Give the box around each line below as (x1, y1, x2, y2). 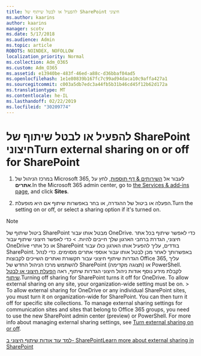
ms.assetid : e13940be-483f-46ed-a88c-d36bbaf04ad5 (6, 70, 136, 76)
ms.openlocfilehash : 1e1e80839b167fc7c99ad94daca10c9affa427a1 (6, 76, 168, 82)
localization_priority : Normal (6, 54, 85, 60)
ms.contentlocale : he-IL (6, 93, 68, 99)
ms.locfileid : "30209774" (6, 103, 71, 110)
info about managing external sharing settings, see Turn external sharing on (6, 319, 194, 326)
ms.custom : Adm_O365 (6, 64, 58, 71)
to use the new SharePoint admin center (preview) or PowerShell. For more (6, 312, 191, 319)
